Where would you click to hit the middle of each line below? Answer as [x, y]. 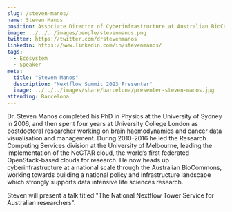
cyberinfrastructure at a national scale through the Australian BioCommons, [115, 167]
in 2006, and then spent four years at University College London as [103, 124]
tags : [15, 52]
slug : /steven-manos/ [38, 13]
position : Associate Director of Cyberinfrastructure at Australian [108, 26]
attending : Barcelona [38, 97]
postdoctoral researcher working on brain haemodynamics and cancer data [115, 131]
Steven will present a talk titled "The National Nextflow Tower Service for [110, 195]
